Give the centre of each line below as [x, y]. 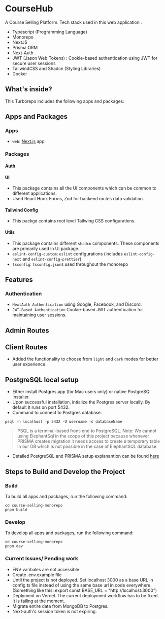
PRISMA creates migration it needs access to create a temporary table [88, 441]
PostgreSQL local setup [42, 380]
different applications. [34, 193]
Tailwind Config [22, 210]
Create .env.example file [37, 575]
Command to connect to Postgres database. [57, 413]
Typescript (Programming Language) [50, 32]
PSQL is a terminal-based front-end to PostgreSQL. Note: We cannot [87, 431]
